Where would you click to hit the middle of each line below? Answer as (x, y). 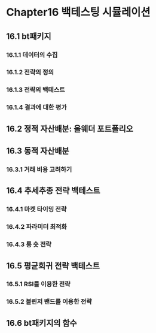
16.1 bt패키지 (29, 36)
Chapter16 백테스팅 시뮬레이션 (78, 12)
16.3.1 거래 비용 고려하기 (39, 169)
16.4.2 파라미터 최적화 (37, 227)
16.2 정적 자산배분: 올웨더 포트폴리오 (70, 128)
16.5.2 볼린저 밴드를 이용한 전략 (49, 302)
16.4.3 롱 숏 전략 (29, 244)
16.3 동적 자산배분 (38, 151)
